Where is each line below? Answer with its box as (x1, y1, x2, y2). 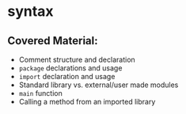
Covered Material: (7, 34, 98, 47)
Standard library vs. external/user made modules (18, 80, 179, 89)
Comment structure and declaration (18, 55, 135, 64)
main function (18, 89, 63, 97)
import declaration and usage (18, 72, 116, 81)
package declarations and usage (18, 63, 123, 73)
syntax (7, 2, 54, 21)
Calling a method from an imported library (18, 97, 156, 106)
